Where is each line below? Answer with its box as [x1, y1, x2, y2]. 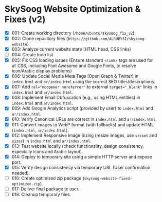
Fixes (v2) [4, 14, 46, 25]
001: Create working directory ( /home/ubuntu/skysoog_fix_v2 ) [11, 30, 135, 36]
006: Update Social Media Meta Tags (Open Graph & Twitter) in [11, 73, 139, 79]
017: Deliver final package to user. [11, 186, 80, 192]
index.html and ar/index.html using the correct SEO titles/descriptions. [11, 79, 156, 85]
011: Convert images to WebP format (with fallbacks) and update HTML [11, 121, 154, 128]
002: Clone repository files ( [11, 36, 68, 41]
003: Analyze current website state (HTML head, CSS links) [11, 46, 131, 52]
